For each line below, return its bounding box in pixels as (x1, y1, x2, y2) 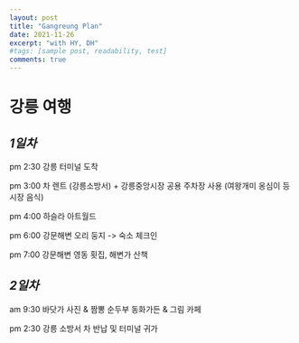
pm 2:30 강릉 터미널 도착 (9, 162, 98, 171)
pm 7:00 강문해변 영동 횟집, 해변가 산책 (9, 249, 149, 260)
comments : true (9, 55, 67, 64)
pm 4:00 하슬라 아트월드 (9, 211, 97, 221)
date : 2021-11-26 (9, 30, 75, 39)
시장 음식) (9, 191, 44, 202)
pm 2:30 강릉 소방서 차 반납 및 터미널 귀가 (9, 322, 158, 334)
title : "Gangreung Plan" (9, 22, 103, 31)
